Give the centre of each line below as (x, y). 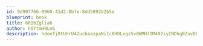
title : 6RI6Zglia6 (29, 23)
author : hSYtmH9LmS (31, 28)
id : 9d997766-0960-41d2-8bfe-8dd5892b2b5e (60, 12)
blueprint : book (27, 17)
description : (23, 34)
